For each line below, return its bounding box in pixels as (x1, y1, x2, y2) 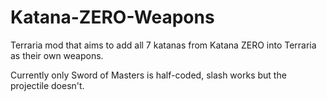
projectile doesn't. (10, 79, 85, 91)
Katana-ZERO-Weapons (10, 6, 215, 29)
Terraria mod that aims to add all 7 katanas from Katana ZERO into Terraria (10, 39, 317, 51)
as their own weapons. (10, 49, 104, 61)
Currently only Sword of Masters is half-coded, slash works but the (10, 69, 287, 81)
